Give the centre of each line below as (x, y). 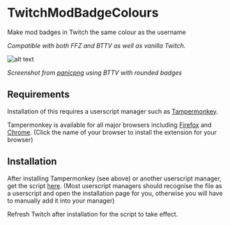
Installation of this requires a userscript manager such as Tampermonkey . (113, 111)
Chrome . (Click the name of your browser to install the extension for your (112, 132)
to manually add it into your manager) (61, 201)
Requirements (38, 94)
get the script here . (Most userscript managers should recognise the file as (115, 185)
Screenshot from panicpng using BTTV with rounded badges (95, 72)
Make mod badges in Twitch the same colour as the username (97, 32)
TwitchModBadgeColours (83, 13)
